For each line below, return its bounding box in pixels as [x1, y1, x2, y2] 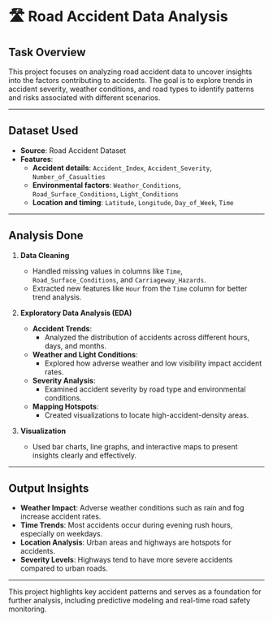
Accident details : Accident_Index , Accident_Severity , [32, 163, 213, 173]
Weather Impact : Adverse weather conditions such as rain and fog [19, 503, 245, 513]
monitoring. [8, 604, 47, 614]
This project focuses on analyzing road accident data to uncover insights [8, 67, 253, 77]
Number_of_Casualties [32, 173, 106, 181]
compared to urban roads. [19, 563, 108, 573]
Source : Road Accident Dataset [19, 145, 127, 155]
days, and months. [44, 340, 107, 351]
